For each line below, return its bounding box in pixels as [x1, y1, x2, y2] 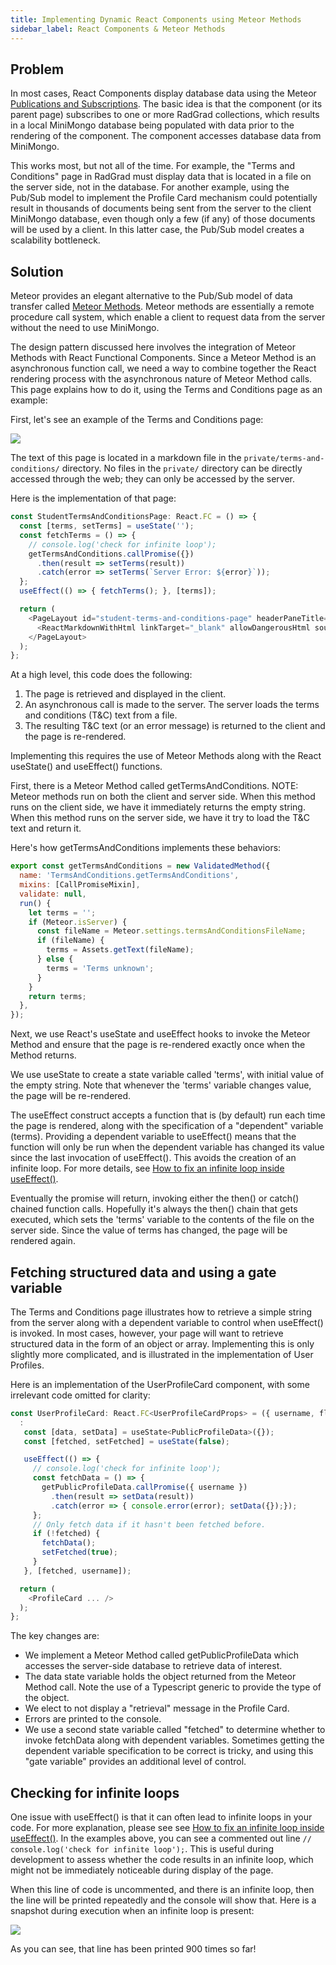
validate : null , [19, 889, 87, 899]
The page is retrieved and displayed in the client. [24, 688, 227, 700]
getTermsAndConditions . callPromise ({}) [28, 549, 195, 559]
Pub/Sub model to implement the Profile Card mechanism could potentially [10, 192, 318, 204]
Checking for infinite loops [10, 1784, 180, 1801]
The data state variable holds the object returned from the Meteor [24, 1671, 297, 1683]
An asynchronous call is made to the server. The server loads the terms [24, 699, 320, 711]
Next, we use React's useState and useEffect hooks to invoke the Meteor [10, 1028, 311, 1040]
